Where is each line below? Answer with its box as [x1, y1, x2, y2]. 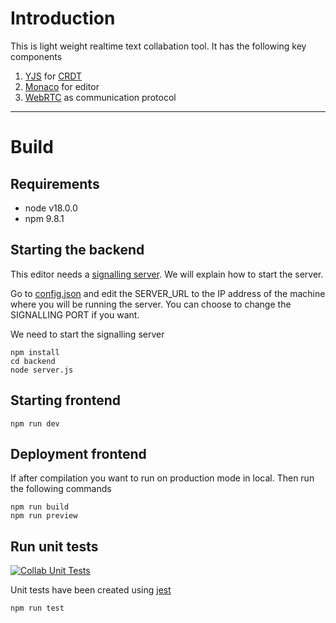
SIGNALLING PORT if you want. [10, 308, 140, 321]
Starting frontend [10, 392, 122, 409]
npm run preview [10, 511, 78, 521]
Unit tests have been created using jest [10, 584, 172, 596]
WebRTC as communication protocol [24, 91, 177, 103]
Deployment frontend [10, 445, 147, 462]
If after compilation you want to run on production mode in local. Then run [10, 472, 315, 484]
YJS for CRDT [24, 70, 83, 82]
